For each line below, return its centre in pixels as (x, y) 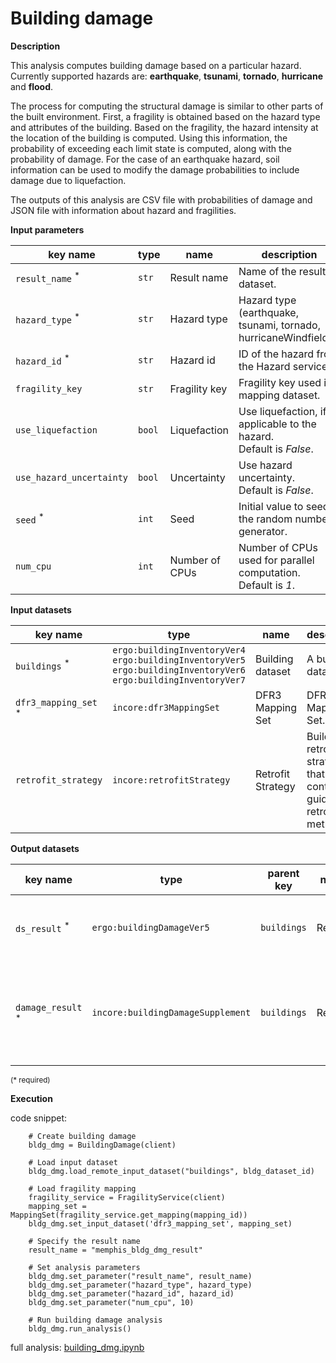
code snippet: (39, 1118)
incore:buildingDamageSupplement (171, 1012)
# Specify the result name (84, 1241)
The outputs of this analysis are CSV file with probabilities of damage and (161, 199)
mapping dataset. (279, 395)
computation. (269, 572)
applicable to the (277, 424)
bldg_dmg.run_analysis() (80, 1328)
